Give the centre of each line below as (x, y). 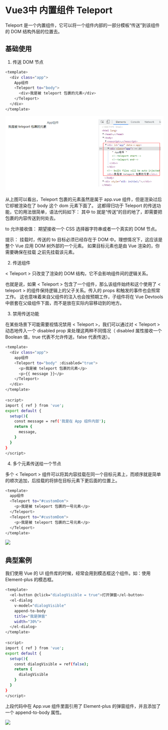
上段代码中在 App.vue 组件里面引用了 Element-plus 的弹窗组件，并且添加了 (83, 706)
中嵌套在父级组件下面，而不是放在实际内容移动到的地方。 (65, 303)
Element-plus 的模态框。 (31, 580)
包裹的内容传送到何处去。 (32, 218)
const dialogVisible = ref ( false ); (52, 664)
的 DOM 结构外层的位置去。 (34, 31)
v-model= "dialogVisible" (40, 606)
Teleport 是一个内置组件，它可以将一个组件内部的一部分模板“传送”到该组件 (82, 25)
